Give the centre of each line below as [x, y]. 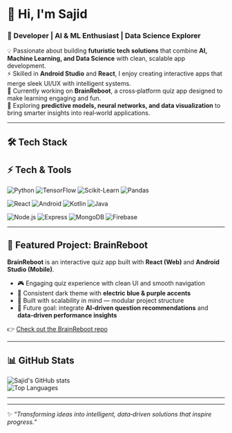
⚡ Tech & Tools [39, 170]
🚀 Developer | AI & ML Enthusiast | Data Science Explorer [104, 36]
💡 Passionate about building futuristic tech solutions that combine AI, [107, 50]
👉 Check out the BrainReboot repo [58, 329]
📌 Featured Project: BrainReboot [78, 245]
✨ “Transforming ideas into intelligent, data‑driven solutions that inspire [109, 414]
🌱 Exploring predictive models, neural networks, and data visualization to [114, 106]
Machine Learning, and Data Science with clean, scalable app [96, 59]
